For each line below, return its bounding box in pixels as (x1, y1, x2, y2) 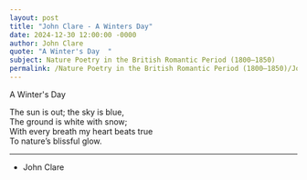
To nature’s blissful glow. (9, 135, 102, 146)
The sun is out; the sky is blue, (9, 106, 125, 117)
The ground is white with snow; (9, 115, 128, 127)
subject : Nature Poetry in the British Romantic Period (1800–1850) (9, 55, 276, 65)
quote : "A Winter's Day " (9, 47, 112, 56)
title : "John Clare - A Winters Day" (9, 22, 153, 31)
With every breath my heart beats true (9, 125, 153, 136)
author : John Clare (9, 38, 84, 48)
